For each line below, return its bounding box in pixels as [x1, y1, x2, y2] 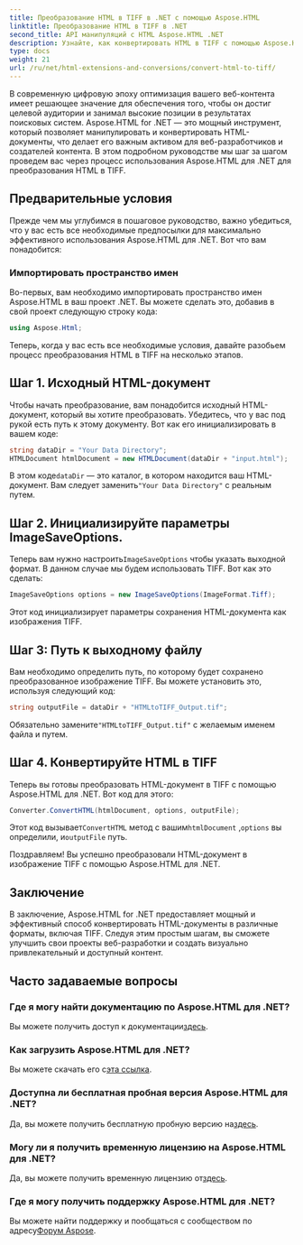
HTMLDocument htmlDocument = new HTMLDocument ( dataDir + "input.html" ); [9, 454, 289, 463]
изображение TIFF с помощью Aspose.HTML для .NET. [9, 859, 221, 870]
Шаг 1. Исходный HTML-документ [9, 375, 211, 391]
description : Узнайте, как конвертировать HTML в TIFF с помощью [9, 38, 260, 48]
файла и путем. [9, 728, 69, 740]
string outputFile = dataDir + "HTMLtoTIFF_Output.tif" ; [9, 703, 228, 712]
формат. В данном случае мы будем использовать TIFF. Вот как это [9, 563, 272, 574]
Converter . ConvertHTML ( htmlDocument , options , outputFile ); [9, 806, 241, 815]
